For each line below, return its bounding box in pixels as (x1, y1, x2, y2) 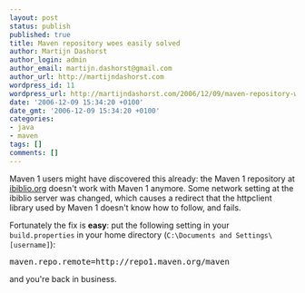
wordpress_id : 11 (9, 81, 75, 90)
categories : (9, 114, 54, 123)
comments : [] (9, 148, 59, 157)
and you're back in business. (9, 273, 117, 284)
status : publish (9, 22, 71, 31)
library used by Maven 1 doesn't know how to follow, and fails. (9, 201, 241, 213)
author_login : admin (9, 55, 88, 64)
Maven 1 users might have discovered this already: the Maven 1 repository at (9, 173, 295, 184)
